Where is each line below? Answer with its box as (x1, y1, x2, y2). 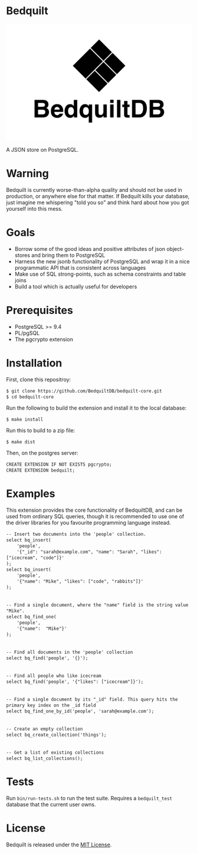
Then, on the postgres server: (6, 449, 78, 456)
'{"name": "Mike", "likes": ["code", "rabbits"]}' (17, 578, 144, 584)
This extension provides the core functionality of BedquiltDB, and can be (6, 506, 183, 513)
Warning (6, 167, 49, 181)
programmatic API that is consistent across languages (14, 264, 146, 271)
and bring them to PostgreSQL (31, 251, 105, 259)
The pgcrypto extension (14, 335, 74, 343)
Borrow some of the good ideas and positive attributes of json (14, 245, 165, 252)
